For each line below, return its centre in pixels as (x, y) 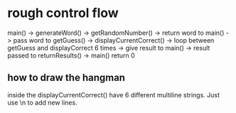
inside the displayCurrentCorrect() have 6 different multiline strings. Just (114, 95)
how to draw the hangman (66, 78)
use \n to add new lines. (42, 102)
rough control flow (63, 13)
